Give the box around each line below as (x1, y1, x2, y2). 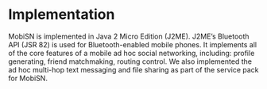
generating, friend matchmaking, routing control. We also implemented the (8, 57, 253, 66)
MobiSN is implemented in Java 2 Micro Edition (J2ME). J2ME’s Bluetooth (8, 32, 250, 41)
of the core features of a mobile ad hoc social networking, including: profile (8, 48, 255, 57)
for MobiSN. (8, 73, 48, 83)
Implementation (8, 6, 115, 24)
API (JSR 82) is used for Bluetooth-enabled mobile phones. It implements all (8, 39, 257, 49)
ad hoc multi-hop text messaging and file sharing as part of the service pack (8, 65, 259, 74)
